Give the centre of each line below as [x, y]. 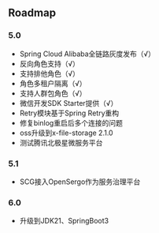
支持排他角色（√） [50, 73]
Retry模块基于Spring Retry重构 [69, 113]
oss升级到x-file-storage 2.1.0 [66, 133]
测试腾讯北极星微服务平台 [61, 142]
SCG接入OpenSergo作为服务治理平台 [80, 182]
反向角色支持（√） [50, 63]
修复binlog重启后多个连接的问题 [71, 122]
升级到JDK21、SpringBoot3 [64, 221]
